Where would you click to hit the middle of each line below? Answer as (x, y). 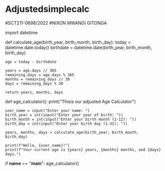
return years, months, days (34, 92)
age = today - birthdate (31, 62)
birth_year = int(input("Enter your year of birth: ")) (64, 115)
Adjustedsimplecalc (47, 9)
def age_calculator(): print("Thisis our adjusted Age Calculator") (71, 101)
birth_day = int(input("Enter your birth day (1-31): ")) (66, 124)
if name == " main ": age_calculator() (42, 163)
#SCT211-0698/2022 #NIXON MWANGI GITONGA (56, 23)
